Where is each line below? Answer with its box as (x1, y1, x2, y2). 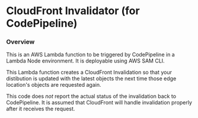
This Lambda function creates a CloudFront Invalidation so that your (6, 69, 172, 76)
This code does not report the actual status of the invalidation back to (6, 93, 177, 100)
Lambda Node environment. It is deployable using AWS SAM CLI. (6, 57, 165, 64)
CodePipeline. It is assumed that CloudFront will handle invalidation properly (6, 99, 193, 106)
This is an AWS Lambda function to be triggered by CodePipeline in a (6, 51, 175, 58)
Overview (6, 38, 35, 46)
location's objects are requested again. (6, 81, 101, 88)
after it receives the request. (6, 105, 75, 113)
